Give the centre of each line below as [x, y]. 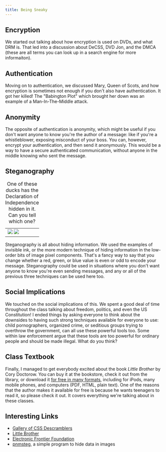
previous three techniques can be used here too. [55, 276]
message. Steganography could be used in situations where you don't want [83, 265]
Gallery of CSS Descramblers [42, 428]
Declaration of [22, 196]
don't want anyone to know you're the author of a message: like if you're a [81, 135]
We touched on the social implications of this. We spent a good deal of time [83, 304]
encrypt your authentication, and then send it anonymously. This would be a [83, 145]
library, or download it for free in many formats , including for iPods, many [80, 379]
